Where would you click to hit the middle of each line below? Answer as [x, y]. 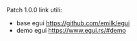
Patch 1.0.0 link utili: [34, 10]
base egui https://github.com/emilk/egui [73, 23]
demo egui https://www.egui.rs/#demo [71, 30]
